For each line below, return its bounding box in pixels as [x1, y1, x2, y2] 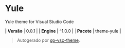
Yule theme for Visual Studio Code [5, 19, 74, 24]
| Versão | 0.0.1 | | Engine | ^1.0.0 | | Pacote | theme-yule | [5, 28, 122, 34]
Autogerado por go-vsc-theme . [17, 37, 80, 43]
